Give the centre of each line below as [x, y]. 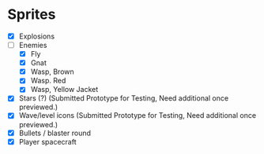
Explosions [37, 36]
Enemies [33, 45]
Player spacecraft [47, 141]
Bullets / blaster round [55, 133]
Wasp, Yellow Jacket [64, 90]
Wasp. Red [48, 81]
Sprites [32, 15]
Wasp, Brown [52, 71]
